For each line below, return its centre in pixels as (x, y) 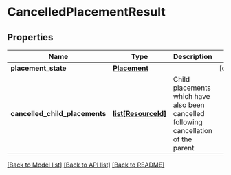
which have (191, 96)
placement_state (38, 68)
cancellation (193, 131)
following (188, 122)
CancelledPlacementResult (87, 12)
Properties (30, 37)
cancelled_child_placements (58, 114)
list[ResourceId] (140, 114)
